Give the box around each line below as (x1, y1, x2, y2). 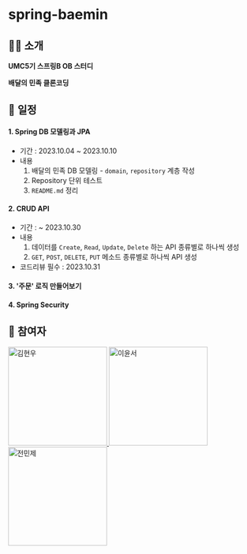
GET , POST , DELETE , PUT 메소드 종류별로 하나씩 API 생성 (31, 252, 197, 261)
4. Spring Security (8, 300, 69, 309)
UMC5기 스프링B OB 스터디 (8, 62, 93, 70)
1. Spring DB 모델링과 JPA (8, 126, 91, 136)
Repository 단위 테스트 (31, 175, 103, 185)
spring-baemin (8, 6, 109, 24)
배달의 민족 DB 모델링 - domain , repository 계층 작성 (31, 166, 195, 175)
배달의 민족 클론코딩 (8, 78, 69, 88)
